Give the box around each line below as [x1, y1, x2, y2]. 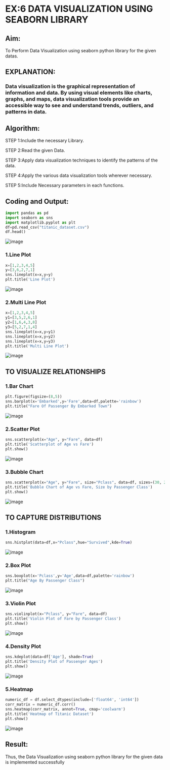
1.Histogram [5, 528, 36, 535]
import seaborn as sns [5, 215, 53, 220]
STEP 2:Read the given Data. [5, 147, 65, 153]
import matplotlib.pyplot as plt [5, 220, 76, 225]
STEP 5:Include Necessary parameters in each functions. [5, 182, 124, 189]
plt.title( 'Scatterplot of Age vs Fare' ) [5, 442, 94, 447]
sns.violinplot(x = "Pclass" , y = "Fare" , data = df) [5, 611, 108, 617]
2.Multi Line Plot [5, 299, 47, 306]
